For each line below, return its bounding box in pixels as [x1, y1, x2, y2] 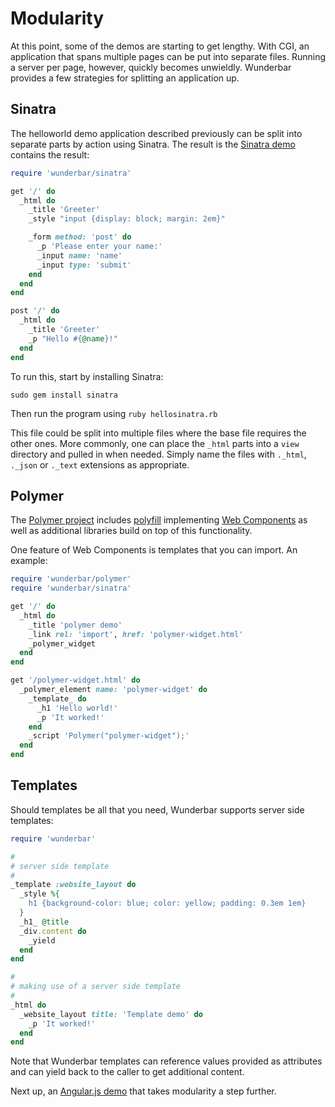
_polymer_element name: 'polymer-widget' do [19, 685, 208, 695]
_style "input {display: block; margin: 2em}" [28, 214, 226, 224]
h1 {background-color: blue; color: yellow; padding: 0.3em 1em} [28, 898, 307, 909]
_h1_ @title [19, 917, 70, 927]
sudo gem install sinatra [10, 390, 118, 400]
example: [10, 555, 48, 567]
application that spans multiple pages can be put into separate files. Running [10, 50, 327, 62]
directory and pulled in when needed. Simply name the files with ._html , [10, 448, 307, 460]
